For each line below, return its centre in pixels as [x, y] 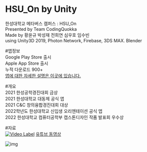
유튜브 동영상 [48, 134]
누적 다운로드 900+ [24, 69]
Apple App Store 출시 [27, 63]
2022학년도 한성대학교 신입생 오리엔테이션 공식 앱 [54, 111]
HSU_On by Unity [41, 9]
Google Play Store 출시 [28, 57]
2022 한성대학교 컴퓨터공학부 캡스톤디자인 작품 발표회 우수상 [65, 117]
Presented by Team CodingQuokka [41, 29]
